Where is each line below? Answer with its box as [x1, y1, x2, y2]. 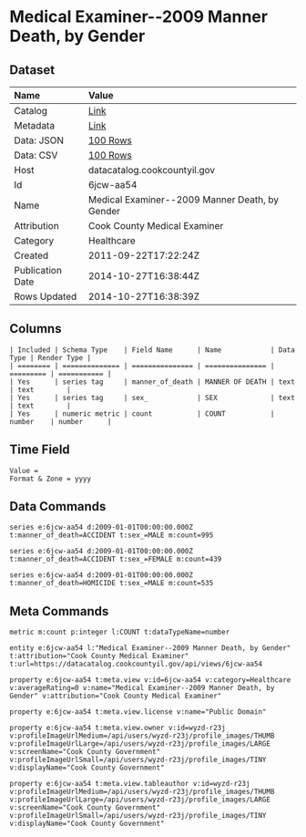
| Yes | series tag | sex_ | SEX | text [9, 393, 296, 402]
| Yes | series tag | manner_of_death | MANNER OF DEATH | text [9, 377, 296, 387]
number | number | [9, 417, 112, 426]
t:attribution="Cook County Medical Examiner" [9, 652, 189, 661]
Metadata [14, 119, 56, 131]
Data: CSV [14, 149, 58, 161]
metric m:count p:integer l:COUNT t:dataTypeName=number [9, 627, 230, 637]
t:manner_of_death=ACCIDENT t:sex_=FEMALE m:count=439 [9, 554, 222, 564]
